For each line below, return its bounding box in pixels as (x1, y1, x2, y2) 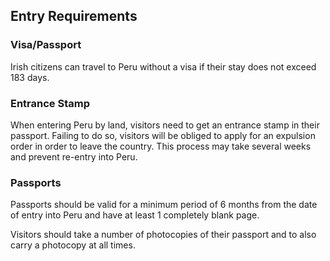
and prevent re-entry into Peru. (10, 150, 138, 163)
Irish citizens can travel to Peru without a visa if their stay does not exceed (10, 60, 317, 73)
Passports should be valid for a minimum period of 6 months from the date (10, 199, 318, 211)
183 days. (10, 71, 50, 83)
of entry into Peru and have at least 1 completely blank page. (10, 209, 260, 221)
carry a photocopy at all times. (10, 239, 136, 251)
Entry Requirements (10, 8, 138, 25)
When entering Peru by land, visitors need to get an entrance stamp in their (10, 119, 320, 131)
